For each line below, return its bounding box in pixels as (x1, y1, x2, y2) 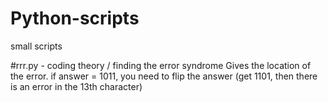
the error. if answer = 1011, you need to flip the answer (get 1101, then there (10, 70, 318, 82)
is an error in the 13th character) (10, 80, 143, 92)
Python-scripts (10, 7, 140, 30)
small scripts (10, 40, 63, 52)
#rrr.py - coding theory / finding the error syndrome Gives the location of (10, 59, 312, 71)
